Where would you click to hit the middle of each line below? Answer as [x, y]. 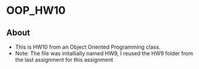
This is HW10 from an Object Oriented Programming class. [88, 47]
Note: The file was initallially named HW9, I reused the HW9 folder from [104, 53]
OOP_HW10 [36, 10]
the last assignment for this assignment [64, 60]
